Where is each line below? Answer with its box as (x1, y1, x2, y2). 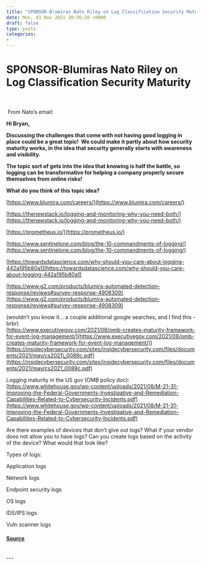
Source (6, 534, 25, 542)
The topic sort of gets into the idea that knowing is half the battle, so (6, 162, 180, 169)
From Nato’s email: (7, 108, 54, 115)
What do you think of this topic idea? (6, 187, 100, 194)
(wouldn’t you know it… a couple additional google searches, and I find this (6, 313, 192, 320)
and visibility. (6, 151, 41, 158)
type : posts (6, 25, 36, 32)
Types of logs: (6, 451, 42, 458)
